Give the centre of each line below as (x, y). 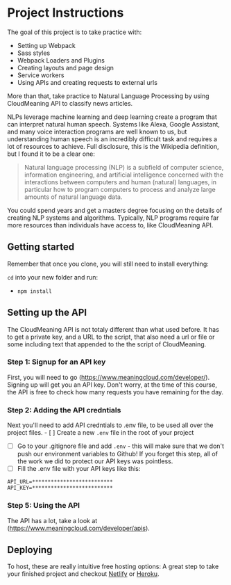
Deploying (30, 550)
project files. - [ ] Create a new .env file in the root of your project (101, 433)
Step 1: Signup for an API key (57, 362)
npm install (34, 291)
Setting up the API (47, 313)
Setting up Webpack (46, 45)
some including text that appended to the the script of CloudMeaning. (107, 344)
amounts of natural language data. (73, 197)
